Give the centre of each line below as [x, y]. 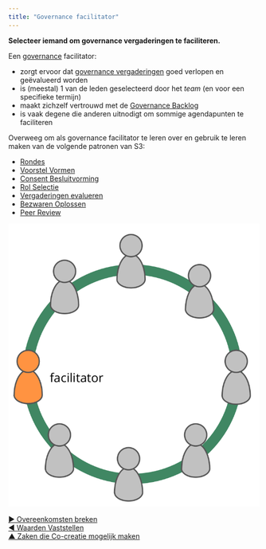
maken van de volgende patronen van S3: [77, 146]
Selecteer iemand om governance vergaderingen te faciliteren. [114, 41]
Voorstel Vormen [47, 170]
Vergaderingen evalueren [61, 195]
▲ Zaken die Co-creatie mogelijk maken [74, 536]
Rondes [32, 161]
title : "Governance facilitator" [64, 17]
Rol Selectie [39, 186]
